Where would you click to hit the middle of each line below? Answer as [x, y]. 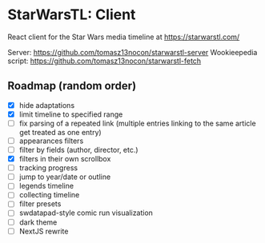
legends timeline [46, 186]
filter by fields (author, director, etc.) [78, 150]
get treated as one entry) [60, 132]
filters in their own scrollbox [65, 159]
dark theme [38, 222]
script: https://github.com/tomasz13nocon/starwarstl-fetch [104, 61]
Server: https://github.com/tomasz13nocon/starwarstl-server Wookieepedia [132, 52]
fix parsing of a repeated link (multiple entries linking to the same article [138, 123]
